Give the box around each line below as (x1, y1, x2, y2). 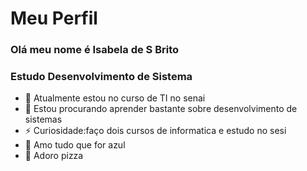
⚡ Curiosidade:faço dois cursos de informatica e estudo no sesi (24, 125, 287, 137)
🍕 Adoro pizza (24, 150, 84, 162)
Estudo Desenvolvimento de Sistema (10, 70, 193, 84)
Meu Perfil (10, 7, 98, 30)
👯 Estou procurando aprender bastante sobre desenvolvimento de (24, 103, 298, 115)
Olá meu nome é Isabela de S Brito (10, 43, 180, 57)
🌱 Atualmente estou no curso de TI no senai (24, 92, 206, 104)
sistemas (24, 113, 63, 126)
